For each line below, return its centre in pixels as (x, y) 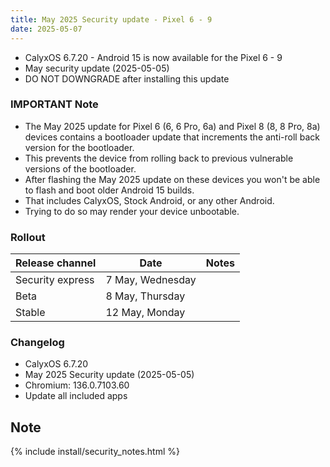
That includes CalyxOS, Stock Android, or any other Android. (149, 200)
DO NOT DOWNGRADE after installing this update (127, 78)
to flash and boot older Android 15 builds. (109, 190)
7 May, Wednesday (151, 280)
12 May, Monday (145, 313)
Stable (30, 313)
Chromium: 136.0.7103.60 (77, 385)
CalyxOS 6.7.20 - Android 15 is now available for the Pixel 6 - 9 (153, 57)
